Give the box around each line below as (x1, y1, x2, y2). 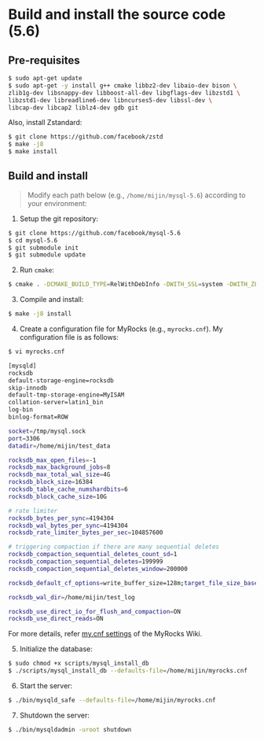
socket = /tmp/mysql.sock (8, 427, 86, 435)
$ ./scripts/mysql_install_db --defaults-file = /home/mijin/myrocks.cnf (8, 667, 247, 675)
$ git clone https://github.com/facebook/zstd (8, 133, 163, 141)
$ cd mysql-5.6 (8, 236, 58, 245)
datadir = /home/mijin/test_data (8, 442, 111, 450)
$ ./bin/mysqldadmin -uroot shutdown (8, 725, 132, 733)
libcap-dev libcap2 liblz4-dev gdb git (8, 104, 139, 112)
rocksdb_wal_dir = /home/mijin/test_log (8, 593, 135, 601)
